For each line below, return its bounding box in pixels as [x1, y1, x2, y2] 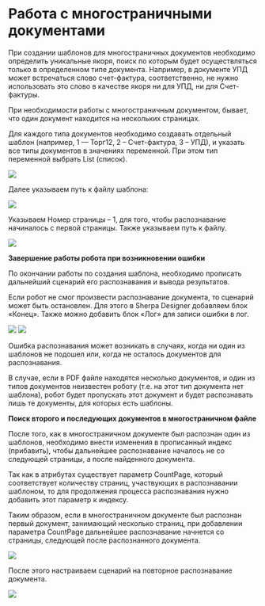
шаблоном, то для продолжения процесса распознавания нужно [8, 486, 229, 496]
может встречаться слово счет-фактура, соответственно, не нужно [8, 73, 239, 82]
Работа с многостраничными [8, 5, 212, 23]
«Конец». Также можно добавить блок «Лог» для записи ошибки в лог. [8, 309, 249, 318]
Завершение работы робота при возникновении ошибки [8, 253, 206, 262]
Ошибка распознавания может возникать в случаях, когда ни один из [8, 341, 245, 350]
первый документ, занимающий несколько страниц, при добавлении [8, 518, 243, 528]
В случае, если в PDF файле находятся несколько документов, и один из [8, 373, 256, 383]
